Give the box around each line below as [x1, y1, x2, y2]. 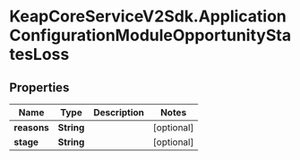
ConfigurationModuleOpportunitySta [9, 25, 292, 46]
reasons [13, 122, 49, 133]
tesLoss [9, 45, 70, 64]
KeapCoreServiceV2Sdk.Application [9, 6, 287, 27]
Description [93, 106, 145, 118]
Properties [9, 80, 70, 95]
